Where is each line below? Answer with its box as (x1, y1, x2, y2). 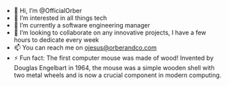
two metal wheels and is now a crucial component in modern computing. (13, 71, 222, 79)
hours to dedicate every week (13, 36, 99, 44)
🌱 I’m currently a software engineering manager (13, 21, 150, 29)
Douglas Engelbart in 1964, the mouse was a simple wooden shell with (13, 64, 215, 72)
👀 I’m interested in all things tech (13, 14, 107, 22)
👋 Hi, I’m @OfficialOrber (13, 7, 82, 14)
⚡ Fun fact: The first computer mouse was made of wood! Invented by (13, 54, 214, 62)
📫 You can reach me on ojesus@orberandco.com (13, 43, 157, 52)
